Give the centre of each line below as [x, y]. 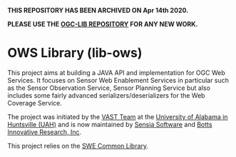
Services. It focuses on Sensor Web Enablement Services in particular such [118, 80]
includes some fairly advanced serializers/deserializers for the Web [106, 95]
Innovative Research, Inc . [45, 132]
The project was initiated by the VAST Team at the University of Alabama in [118, 116]
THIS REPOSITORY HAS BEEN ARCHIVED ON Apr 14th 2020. [98, 10]
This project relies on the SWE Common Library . [78, 146]
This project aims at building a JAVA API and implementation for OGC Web [117, 72]
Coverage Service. [35, 103]
